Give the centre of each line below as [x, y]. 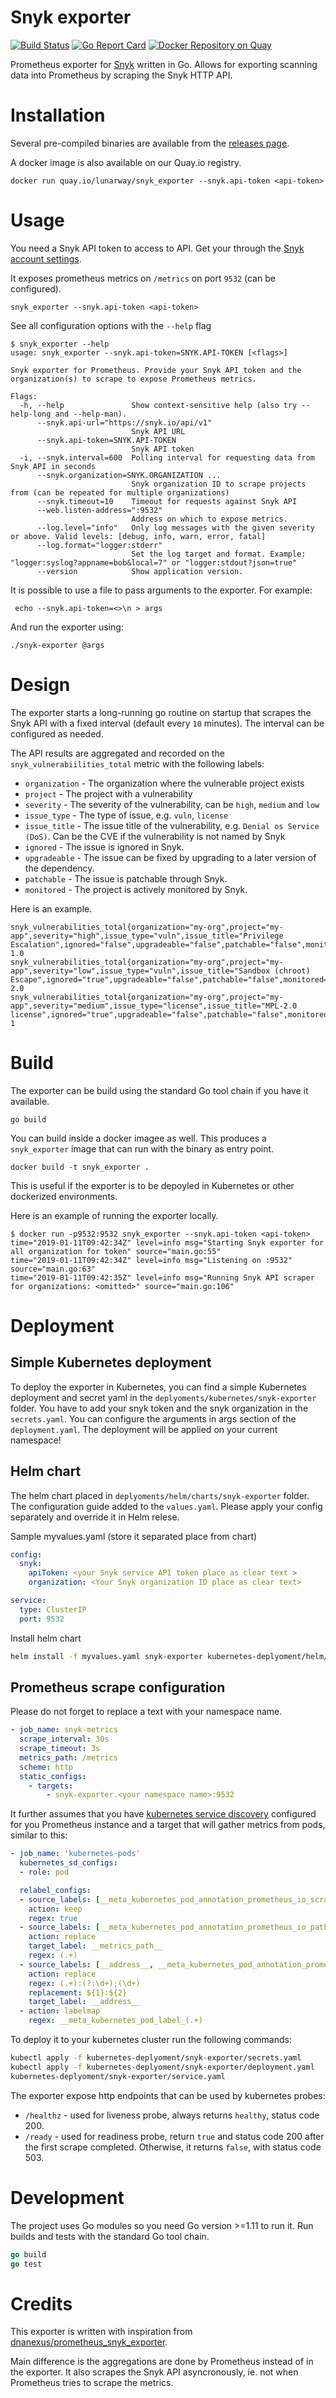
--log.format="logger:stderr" [99, 545]
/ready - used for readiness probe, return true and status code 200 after [174, 2136]
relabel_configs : [55, 1890]
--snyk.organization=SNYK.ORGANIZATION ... [129, 475]
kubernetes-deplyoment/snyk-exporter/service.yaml [118, 2076]
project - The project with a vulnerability [108, 793]
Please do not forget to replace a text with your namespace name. [146, 1712]
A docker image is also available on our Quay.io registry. [126, 162]
